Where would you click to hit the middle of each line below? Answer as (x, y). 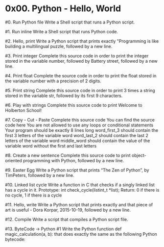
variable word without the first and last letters (51, 146)
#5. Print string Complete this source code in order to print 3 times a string (80, 90)
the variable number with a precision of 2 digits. (53, 81)
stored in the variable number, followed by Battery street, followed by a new (81, 61)
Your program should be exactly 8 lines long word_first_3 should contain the (82, 130)
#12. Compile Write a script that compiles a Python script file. (67, 219)
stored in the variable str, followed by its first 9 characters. (64, 96)
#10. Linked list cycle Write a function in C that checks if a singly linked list (80, 185)
